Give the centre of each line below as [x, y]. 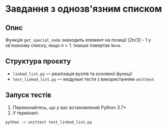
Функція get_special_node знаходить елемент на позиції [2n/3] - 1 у [78, 40]
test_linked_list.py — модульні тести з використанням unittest [83, 79]
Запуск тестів [28, 95]
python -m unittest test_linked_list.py [49, 122]
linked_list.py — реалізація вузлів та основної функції [72, 73]
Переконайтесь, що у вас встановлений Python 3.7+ [69, 107]
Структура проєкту [38, 61]
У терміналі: [26, 113]
